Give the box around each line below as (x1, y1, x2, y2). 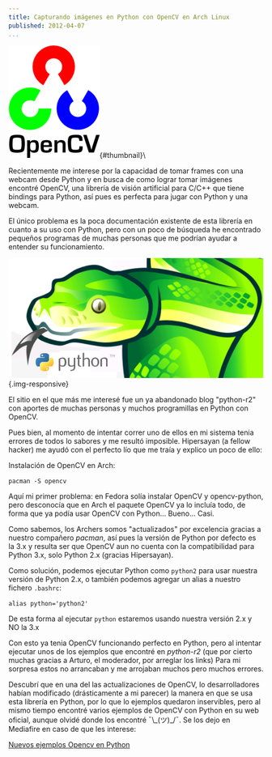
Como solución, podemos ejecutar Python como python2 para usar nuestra (8, 565, 257, 575)
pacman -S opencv (8, 477, 67, 485)
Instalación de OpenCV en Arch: (8, 460, 116, 470)
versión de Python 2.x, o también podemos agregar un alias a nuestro (8, 574, 241, 584)
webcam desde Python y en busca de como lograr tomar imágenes (8, 174, 233, 184)
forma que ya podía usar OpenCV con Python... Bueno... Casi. (8, 508, 215, 518)
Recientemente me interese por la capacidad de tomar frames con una (8, 166, 244, 176)
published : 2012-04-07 (8, 21, 85, 30)
